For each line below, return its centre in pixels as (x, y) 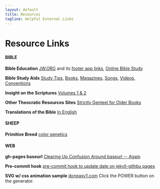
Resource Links (37, 43)
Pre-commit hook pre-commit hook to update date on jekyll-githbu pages (80, 166)
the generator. (19, 181)
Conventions (18, 83)
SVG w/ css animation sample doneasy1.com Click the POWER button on (80, 176)
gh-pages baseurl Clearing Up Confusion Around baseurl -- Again (73, 157)
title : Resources (23, 14)
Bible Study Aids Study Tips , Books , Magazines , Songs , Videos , (70, 78)
